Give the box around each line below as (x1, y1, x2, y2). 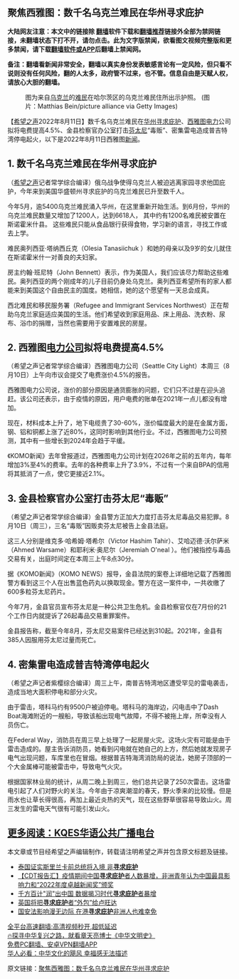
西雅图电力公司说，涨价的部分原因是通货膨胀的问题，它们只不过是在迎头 (7, 385, 219, 394)
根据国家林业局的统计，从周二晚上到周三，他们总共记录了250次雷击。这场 (7, 777, 225, 786)
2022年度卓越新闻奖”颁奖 (38, 880, 114, 889)
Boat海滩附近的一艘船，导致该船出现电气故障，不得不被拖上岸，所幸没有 (7, 712, 221, 720)
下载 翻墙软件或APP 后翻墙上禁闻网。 (38, 45, 145, 53)
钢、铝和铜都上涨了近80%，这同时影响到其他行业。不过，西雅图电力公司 (7, 428, 221, 436)
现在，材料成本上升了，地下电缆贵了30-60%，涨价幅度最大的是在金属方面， (7, 419, 232, 428)
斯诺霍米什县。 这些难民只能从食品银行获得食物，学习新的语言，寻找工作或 (7, 219, 228, 228)
